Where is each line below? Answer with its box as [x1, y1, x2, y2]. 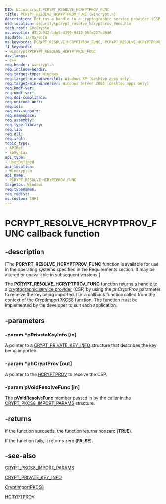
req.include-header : [5, 67, 48, 72]
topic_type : [5, 141, 30, 146]
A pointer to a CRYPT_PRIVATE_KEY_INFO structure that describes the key [5, 342, 157, 348]
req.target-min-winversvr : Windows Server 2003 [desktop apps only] [5, 81, 149, 86]
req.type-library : [5, 122, 43, 127]
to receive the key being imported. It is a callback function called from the [5, 291, 155, 297]
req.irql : [5, 136, 26, 141]
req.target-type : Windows [5, 72, 58, 77]
